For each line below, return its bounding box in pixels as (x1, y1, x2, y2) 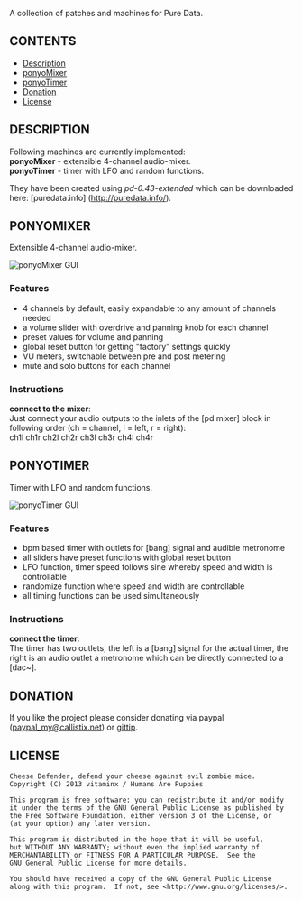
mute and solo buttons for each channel (22, 360, 171, 371)
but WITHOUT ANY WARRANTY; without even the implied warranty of (9, 843, 260, 852)
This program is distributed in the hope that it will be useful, (9, 835, 264, 844)
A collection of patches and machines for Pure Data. (9, 8, 204, 18)
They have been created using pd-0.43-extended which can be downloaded (9, 182, 294, 193)
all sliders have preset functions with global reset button (22, 552, 232, 563)
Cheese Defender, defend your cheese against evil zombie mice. (9, 772, 256, 781)
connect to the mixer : (9, 403, 92, 414)
